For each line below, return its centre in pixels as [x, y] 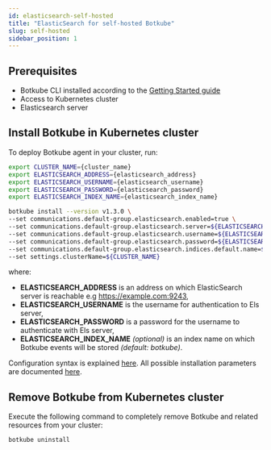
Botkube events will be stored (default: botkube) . [101, 348]
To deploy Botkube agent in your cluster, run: [83, 152]
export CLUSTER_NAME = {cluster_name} [70, 167]
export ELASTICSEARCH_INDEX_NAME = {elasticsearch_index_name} [113, 197]
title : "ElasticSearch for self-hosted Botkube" [92, 23]
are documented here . [45, 372]
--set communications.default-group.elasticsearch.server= [110, 227]
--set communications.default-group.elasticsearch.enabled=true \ [122, 219]
